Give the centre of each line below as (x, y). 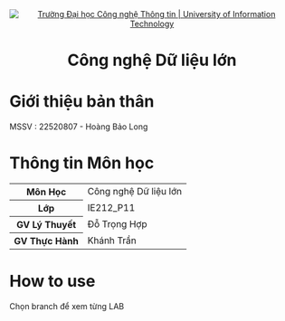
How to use (52, 282)
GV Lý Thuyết (47, 225)
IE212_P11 (111, 208)
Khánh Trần (112, 241)
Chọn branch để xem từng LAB (67, 306)
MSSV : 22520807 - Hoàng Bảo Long (79, 127)
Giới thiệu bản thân (82, 102)
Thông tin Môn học (82, 163)
